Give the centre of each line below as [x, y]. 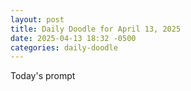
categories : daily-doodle [64, 47]
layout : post [37, 19]
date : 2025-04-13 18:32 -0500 [73, 38]
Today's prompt [43, 76]
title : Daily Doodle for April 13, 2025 [96, 29]
